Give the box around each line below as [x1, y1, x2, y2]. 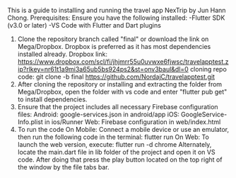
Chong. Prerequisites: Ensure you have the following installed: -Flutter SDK [7, 13, 225, 22]
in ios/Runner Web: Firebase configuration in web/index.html [45, 118, 221, 126]
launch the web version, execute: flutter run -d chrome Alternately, [17, 140, 212, 148]
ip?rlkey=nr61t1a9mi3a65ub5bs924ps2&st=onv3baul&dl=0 [17, 65, 189, 73]
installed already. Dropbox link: [17, 50, 108, 58]
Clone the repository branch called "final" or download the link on [17, 35, 209, 43]
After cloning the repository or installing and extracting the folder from [17, 80, 223, 88]
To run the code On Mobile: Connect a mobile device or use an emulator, [17, 126, 230, 133]
